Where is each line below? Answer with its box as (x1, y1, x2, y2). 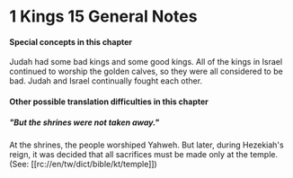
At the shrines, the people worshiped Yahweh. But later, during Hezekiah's (9, 139, 285, 150)
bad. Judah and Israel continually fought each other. (9, 76, 203, 86)
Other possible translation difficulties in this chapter (9, 96, 209, 107)
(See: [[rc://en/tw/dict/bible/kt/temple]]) (9, 158, 157, 169)
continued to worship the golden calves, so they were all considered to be (9, 66, 283, 77)
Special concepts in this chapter (9, 36, 133, 47)
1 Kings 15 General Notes (9, 6, 198, 27)
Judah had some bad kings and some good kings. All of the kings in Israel (9, 57, 283, 67)
